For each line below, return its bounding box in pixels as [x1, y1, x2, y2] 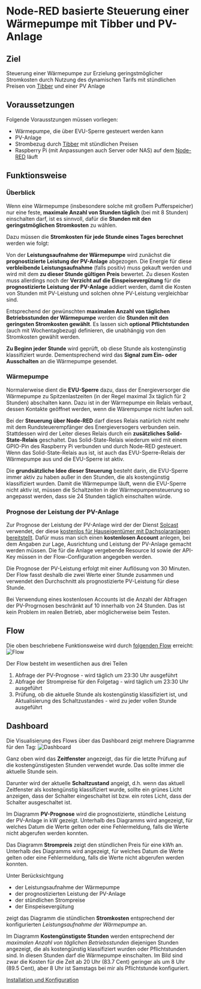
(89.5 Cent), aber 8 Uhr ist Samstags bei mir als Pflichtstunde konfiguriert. [6, 964, 190, 972]
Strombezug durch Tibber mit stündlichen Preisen [14, 140, 139, 147]
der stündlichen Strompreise [14, 896, 86, 904]
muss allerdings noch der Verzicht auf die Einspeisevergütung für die [6, 277, 181, 284]
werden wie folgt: [6, 239, 50, 247]
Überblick [6, 188, 36, 197]
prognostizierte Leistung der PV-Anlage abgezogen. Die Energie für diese [6, 257, 192, 265]
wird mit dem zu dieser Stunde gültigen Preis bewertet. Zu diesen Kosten [6, 270, 189, 277]
